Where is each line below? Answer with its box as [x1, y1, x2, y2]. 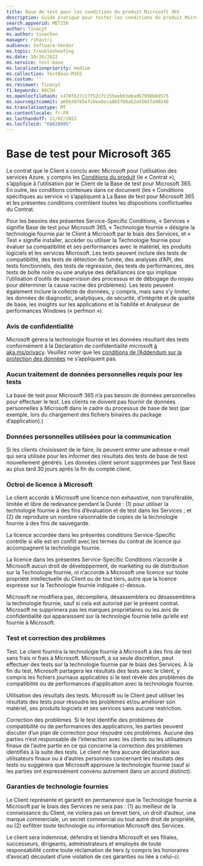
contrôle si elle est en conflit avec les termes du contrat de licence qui [6, 538, 181, 545]
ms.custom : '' [6, 76, 42, 82]
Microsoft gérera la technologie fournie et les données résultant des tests [6, 336, 189, 343]
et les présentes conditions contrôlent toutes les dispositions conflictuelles [6, 199, 192, 207]
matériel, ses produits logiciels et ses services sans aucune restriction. [6, 704, 182, 711]
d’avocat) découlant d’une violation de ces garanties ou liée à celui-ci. [6, 853, 180, 860]
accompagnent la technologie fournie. [6, 544, 101, 551]
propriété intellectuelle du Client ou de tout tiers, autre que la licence [6, 575, 177, 583]
